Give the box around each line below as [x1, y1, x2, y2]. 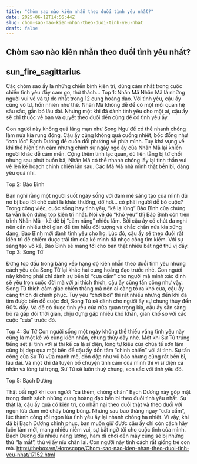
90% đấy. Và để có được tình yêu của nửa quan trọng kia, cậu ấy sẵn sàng [6, 304, 186, 311]
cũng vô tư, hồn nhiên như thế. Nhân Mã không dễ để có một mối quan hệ [6, 102, 185, 109]
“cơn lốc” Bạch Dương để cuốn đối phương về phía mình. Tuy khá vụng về [6, 138, 185, 145]
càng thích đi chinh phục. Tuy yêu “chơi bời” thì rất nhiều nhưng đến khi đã [6, 292, 187, 299]
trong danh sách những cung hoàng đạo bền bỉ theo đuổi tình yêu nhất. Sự [6, 395, 187, 402]
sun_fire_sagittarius [6, 67, 81, 77]
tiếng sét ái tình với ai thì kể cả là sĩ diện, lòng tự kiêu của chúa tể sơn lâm [6, 341, 184, 348]
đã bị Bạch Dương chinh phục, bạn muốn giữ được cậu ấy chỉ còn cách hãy [6, 420, 188, 427]
